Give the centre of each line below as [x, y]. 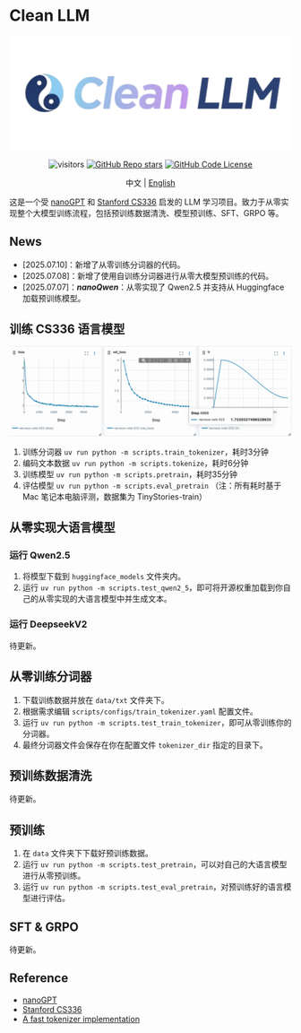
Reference [39, 978]
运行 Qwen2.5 [40, 555]
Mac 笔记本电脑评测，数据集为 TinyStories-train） [115, 496]
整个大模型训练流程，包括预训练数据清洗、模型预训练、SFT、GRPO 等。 [150, 213]
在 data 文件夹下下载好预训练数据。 [88, 854]
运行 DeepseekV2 [48, 624]
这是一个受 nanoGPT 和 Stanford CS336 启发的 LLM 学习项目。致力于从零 [146, 202]
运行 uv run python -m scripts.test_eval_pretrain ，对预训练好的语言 [153, 887]
